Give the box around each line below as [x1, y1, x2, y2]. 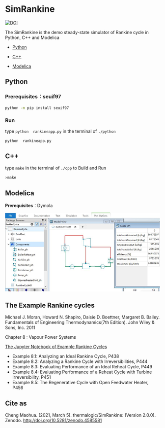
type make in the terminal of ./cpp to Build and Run [5, 165, 107, 171]
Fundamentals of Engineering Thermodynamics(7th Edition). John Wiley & [5, 320, 155, 325]
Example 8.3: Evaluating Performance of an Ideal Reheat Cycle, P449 [12, 364, 153, 370]
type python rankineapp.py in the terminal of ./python [5, 128, 116, 134]
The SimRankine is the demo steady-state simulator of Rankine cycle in [5, 29, 149, 35]
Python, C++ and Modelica [5, 35, 60, 40]
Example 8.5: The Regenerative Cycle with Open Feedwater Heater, [12, 380, 149, 386]
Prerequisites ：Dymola [5, 203, 53, 209]
